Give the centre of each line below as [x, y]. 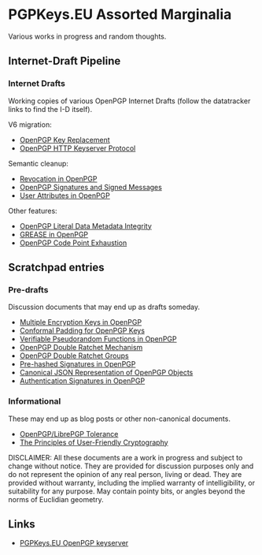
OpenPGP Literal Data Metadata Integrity [85, 225]
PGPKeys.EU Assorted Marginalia [120, 15]
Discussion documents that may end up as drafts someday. [104, 307]
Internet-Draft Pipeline [65, 61]
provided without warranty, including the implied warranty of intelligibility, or [132, 482]
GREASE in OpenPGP [54, 234]
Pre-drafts [28, 289]
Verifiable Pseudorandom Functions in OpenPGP [98, 339]
